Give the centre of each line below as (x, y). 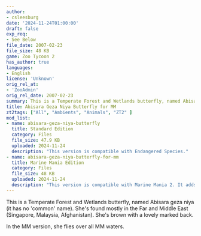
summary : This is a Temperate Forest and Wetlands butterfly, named (93, 101)
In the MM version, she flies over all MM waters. (65, 226)
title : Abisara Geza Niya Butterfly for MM (61, 107)
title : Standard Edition (42, 129)
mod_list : (19, 118)
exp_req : (17, 34)
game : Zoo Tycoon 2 (31, 56)
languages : (20, 68)
